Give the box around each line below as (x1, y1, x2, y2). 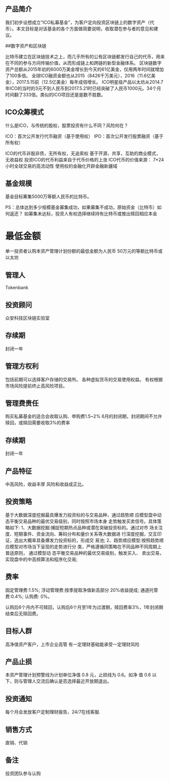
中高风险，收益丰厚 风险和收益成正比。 (5, 481, 87, 487)
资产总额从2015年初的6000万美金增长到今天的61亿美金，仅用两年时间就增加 (5, 66, 164, 72)
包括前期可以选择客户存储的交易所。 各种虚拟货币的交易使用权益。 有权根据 (5, 376, 163, 382)
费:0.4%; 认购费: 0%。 (5, 593, 53, 599)
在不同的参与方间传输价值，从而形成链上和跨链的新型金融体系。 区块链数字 (5, 60, 162, 66)
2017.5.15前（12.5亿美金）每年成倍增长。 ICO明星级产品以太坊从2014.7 (16, 79, 163, 85)
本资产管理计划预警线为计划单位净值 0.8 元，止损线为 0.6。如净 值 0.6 (5, 672, 151, 678)
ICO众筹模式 (5, 108, 44, 117)
